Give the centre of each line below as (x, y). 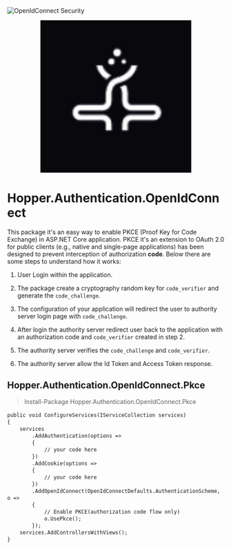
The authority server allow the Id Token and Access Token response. (115, 363)
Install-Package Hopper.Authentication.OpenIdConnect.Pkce (110, 402)
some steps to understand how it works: (64, 261)
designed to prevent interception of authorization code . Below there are (109, 254)
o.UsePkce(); (62, 519)
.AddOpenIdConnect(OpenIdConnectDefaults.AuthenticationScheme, (126, 491)
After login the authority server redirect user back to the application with (120, 329)
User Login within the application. (65, 274)
